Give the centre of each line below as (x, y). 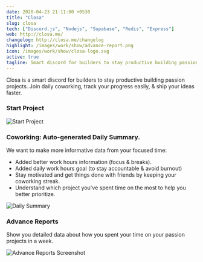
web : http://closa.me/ (35, 34)
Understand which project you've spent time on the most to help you (100, 188)
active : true (23, 57)
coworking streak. (37, 182)
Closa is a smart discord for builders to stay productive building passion (96, 80)
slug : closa (21, 23)
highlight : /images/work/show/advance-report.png (70, 46)
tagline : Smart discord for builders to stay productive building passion (102, 62)
